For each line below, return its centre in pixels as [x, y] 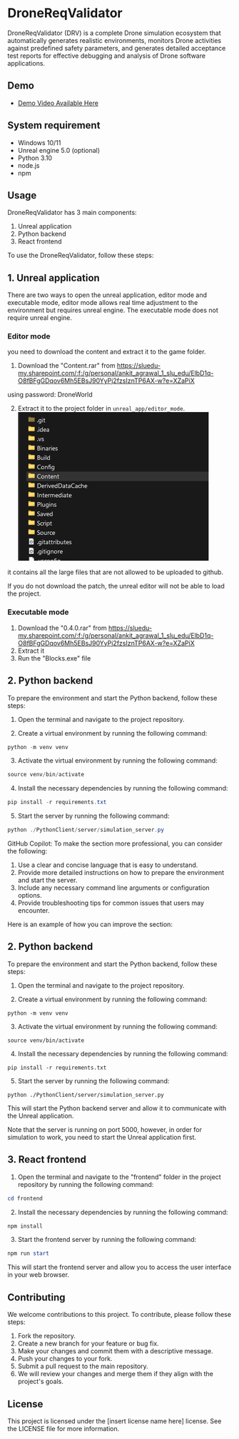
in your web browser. [39, 1275]
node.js [29, 165]
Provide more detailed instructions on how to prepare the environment [121, 873]
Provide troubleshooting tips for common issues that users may [111, 903]
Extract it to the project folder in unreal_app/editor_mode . [101, 408]
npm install [25, 1226]
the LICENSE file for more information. [63, 1428]
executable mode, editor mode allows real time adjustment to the [103, 303]
